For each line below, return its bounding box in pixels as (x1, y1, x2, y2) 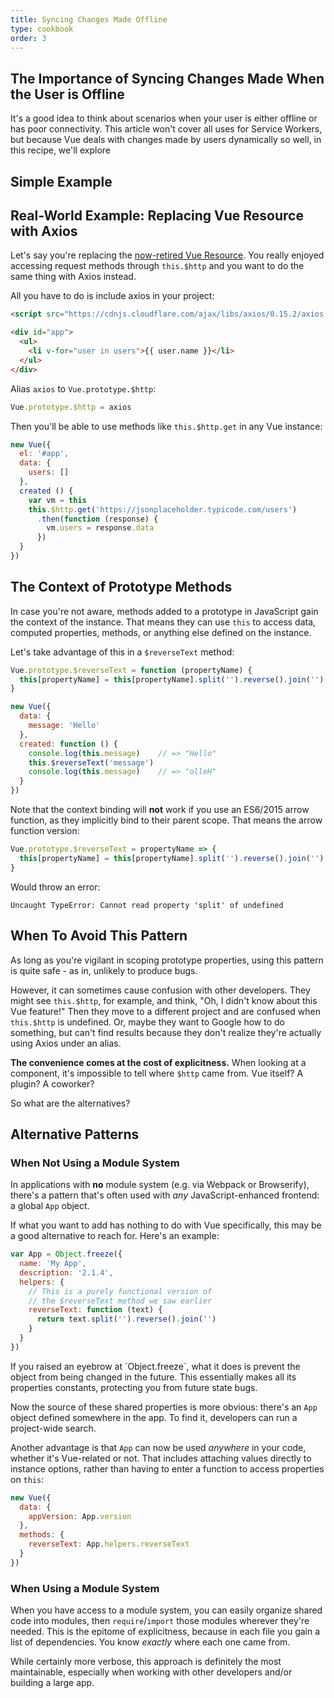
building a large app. (10, 1677, 95, 1689)
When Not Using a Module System (10, 1156, 180, 1170)
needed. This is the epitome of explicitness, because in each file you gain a (10, 1626, 321, 1638)
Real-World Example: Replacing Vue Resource (10, 207, 304, 224)
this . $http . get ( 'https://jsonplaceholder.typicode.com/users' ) (28, 504, 298, 515)
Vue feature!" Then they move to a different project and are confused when (10, 1005, 321, 1017)
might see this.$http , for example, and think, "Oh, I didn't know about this (10, 994, 318, 1006)
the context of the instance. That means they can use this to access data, (10, 616, 317, 628)
